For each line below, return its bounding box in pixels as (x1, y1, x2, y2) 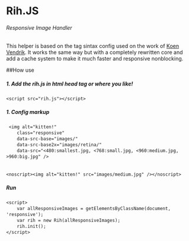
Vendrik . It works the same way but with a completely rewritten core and (6, 49, 183, 56)
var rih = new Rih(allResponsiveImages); (17, 218, 120, 224)
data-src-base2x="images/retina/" (17, 142, 102, 148)
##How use (6, 66, 34, 74)
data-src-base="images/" (17, 136, 78, 142)
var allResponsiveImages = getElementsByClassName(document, (17, 206, 171, 212)
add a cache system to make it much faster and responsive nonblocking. (6, 55, 184, 62)
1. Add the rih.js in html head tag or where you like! (6, 80, 133, 87)
